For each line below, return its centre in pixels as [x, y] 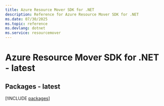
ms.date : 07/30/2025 [27, 19]
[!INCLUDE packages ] [28, 98]
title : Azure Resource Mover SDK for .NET [50, 10]
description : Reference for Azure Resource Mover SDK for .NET [72, 14]
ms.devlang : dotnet [25, 28]
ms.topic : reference [27, 24]
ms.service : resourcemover [33, 33]
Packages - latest [33, 86]
